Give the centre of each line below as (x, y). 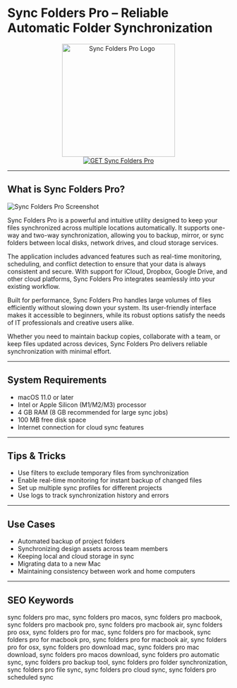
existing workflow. (34, 286)
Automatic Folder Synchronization (110, 28)
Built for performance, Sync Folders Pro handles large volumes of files (109, 300)
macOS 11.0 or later (45, 397)
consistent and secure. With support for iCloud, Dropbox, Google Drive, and (117, 271)
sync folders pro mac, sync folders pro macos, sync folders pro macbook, (115, 617)
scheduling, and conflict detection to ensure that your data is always (107, 263)
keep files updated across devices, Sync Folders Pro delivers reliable (108, 343)
